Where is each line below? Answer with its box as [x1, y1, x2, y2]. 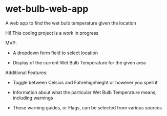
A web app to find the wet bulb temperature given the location [5, 20, 137, 26]
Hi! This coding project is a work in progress [5, 30, 99, 36]
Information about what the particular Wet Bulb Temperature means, [12, 89, 157, 95]
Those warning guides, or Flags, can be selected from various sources [12, 104, 162, 110]
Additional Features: [5, 69, 48, 76]
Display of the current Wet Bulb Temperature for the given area [12, 59, 146, 65]
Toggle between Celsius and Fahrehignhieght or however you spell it [12, 79, 158, 85]
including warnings [12, 95, 53, 101]
